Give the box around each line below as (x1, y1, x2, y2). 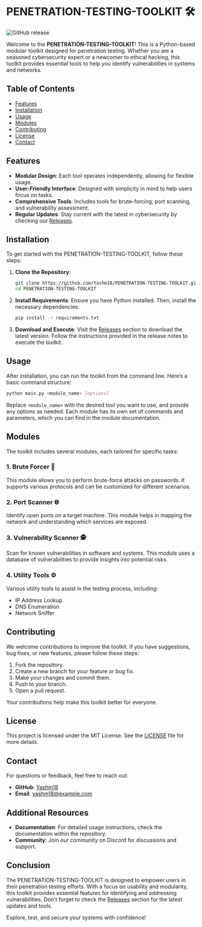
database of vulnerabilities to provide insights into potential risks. (6, 556, 168, 563)
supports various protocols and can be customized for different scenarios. (6, 483, 191, 490)
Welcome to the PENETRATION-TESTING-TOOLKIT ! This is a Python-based (6, 40, 195, 48)
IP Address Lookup (14, 596, 63, 604)
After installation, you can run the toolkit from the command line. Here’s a (6, 372, 188, 380)
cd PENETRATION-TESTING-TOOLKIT (14, 286, 96, 292)
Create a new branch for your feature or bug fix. (14, 667, 134, 674)
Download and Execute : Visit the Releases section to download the (14, 326, 183, 333)
